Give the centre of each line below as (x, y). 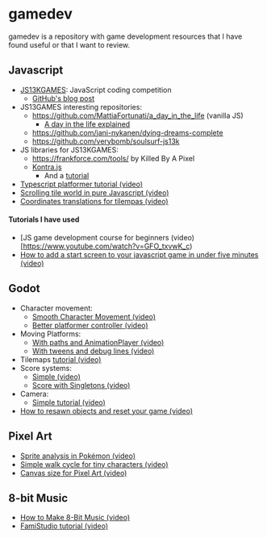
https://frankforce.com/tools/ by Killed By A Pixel (113, 158)
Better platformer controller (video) (90, 325)
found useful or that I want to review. (69, 44)
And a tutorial (67, 175)
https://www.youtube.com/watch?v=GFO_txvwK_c (106, 246)
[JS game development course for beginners (94, 237)
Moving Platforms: (50, 334)
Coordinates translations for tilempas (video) (94, 201)
